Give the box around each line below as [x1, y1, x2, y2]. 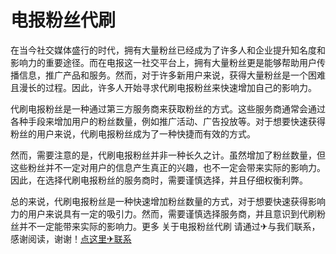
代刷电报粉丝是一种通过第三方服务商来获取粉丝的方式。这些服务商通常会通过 [10, 102, 326, 115]
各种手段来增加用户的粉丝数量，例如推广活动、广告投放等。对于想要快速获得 [10, 115, 326, 127]
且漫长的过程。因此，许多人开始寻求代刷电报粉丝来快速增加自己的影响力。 [10, 81, 317, 93]
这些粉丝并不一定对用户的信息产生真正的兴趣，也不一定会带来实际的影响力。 [10, 161, 326, 173]
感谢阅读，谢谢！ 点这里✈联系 [10, 232, 132, 245]
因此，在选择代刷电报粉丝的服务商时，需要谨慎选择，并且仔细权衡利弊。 [10, 174, 308, 186]
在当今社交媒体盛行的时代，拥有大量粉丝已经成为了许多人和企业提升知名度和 [10, 44, 326, 56]
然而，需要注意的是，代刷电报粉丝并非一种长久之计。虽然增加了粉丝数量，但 [10, 149, 326, 161]
